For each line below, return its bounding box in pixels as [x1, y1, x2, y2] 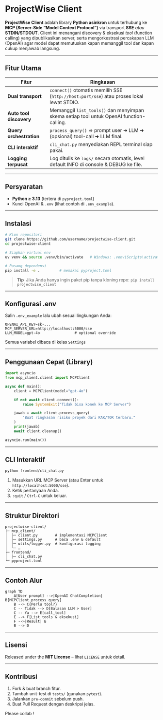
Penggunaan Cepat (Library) [5, 358, 93, 366]
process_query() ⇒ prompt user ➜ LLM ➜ [49, 127, 144, 133]
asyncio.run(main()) [5, 437, 47, 443]
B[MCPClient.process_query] [5, 597, 62, 602]
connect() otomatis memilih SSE [49, 87, 123, 93]
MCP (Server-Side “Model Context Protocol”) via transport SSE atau [5, 24, 145, 30]
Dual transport [7, 92, 42, 99]
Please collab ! [5, 710, 34, 716]
